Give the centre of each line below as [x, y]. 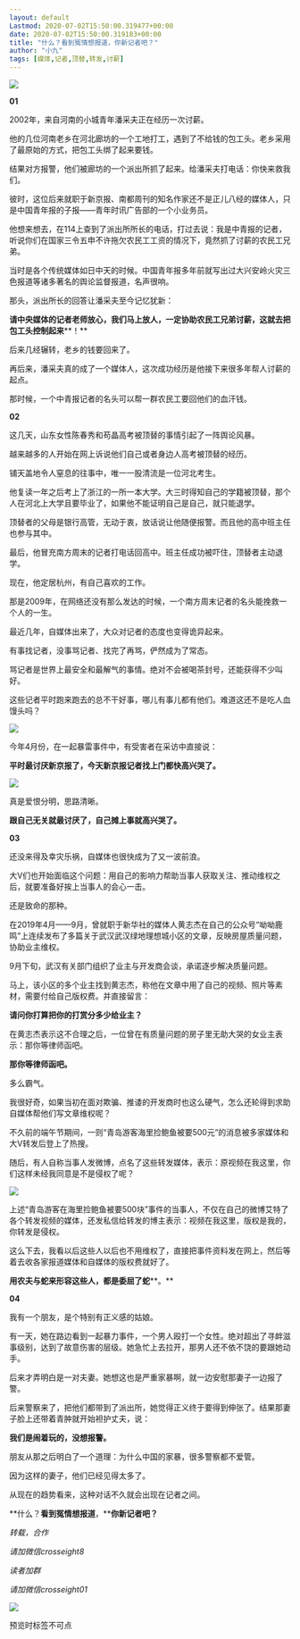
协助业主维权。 [37, 947]
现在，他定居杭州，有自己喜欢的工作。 [79, 582]
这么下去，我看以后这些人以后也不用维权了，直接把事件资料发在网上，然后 [146, 1250]
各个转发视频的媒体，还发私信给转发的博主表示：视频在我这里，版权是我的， [150, 1221]
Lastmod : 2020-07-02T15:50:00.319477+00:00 [92, 26]
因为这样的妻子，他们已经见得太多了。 [79, 1476]
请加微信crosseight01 [48, 1589]
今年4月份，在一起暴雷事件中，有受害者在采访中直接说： [114, 746]
